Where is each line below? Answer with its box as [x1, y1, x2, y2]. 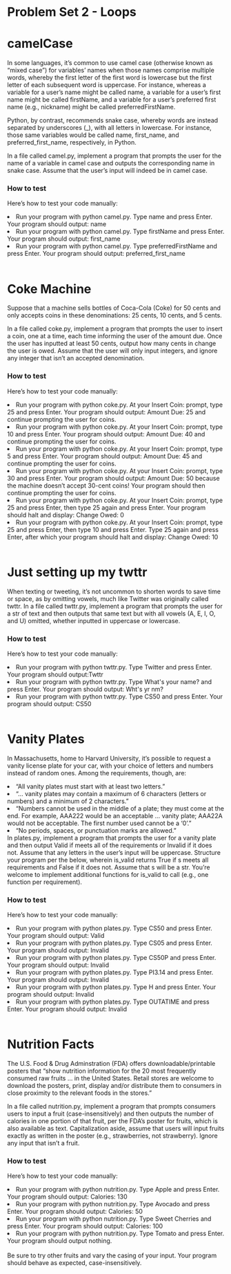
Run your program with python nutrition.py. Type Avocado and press [16, 1200, 210, 1208]
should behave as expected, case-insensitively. [7, 1259, 142, 1267]
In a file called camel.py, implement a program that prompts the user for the [7, 151, 222, 160]
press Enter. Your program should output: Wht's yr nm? [7, 685, 164, 693]
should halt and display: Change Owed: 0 [7, 510, 124, 519]
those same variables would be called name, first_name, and [7, 131, 179, 139]
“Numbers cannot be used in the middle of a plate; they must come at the [16, 804, 224, 813]
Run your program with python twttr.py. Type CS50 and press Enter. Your [16, 692, 223, 701]
